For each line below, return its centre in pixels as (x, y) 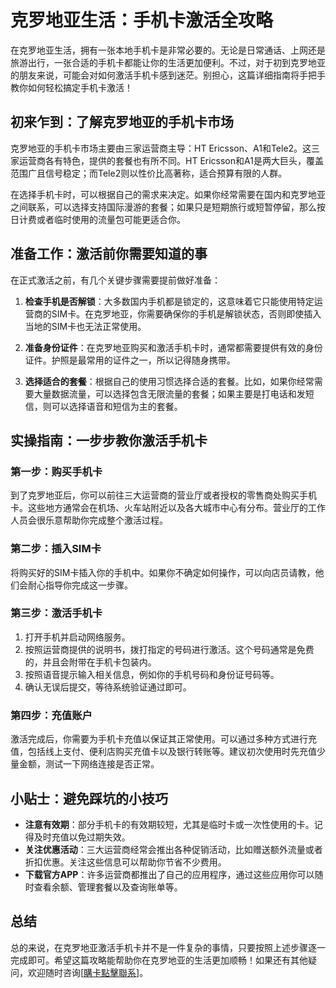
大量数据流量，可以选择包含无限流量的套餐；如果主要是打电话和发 (169, 393)
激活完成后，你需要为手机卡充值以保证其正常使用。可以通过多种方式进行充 (163, 739)
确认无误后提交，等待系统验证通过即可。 (108, 687)
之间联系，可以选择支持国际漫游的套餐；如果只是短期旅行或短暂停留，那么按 (168, 207)
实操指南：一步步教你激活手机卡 (109, 440)
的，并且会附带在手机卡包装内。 (90, 662)
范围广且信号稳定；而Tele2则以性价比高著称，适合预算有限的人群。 (149, 173)
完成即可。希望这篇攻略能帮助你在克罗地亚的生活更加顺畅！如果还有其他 (159, 960)
